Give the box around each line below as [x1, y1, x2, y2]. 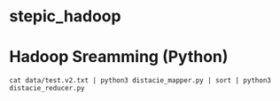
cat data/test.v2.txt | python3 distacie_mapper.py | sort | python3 [9, 76, 272, 85]
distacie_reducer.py [9, 84, 86, 93]
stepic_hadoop [9, 6, 121, 27]
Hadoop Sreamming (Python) [9, 47, 229, 67]
